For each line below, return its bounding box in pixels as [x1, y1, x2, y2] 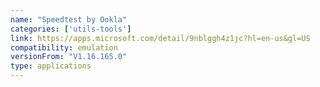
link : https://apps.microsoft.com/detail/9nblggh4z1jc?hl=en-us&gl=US [10, 33, 311, 43]
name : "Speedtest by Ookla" [10, 14, 128, 25]
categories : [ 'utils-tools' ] [10, 24, 132, 34]
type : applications [10, 61, 92, 71]
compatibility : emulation [10, 42, 118, 53]
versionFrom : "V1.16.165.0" [10, 52, 128, 62]
